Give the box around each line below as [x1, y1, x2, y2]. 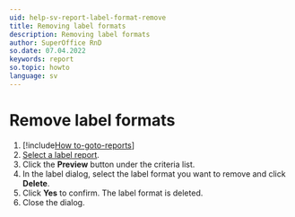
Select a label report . [22, 149, 100, 160]
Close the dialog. [22, 196, 85, 207]
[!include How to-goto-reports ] [22, 140, 135, 151]
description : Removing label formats [9, 30, 151, 39]
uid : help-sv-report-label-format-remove [9, 13, 167, 22]
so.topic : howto [9, 64, 70, 73]
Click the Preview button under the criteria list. [22, 159, 195, 169]
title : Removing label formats [9, 22, 126, 30]
